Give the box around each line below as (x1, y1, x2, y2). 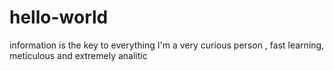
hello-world (9, 6, 109, 29)
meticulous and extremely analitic (9, 49, 148, 61)
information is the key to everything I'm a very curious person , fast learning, (9, 39, 325, 51)
